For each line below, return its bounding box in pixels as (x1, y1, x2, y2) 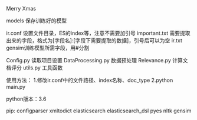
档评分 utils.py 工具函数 (6, 64, 63, 71)
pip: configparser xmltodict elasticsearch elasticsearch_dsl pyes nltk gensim (6, 107, 192, 114)
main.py (6, 84, 25, 90)
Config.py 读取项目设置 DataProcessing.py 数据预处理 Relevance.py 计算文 (6, 57, 188, 64)
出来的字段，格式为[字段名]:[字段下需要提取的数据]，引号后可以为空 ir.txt (6, 37, 183, 44)
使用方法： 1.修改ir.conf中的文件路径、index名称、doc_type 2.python (6, 76, 173, 84)
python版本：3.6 (6, 95, 47, 102)
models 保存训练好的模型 (6, 17, 67, 24)
